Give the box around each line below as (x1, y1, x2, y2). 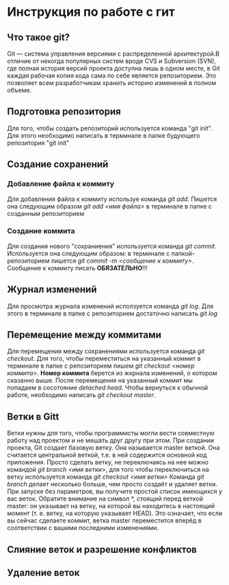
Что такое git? (7, 32, 70, 43)
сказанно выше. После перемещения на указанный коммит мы (7, 377, 193, 385)
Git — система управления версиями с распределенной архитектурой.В (7, 49, 220, 58)
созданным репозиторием (7, 209, 85, 217)
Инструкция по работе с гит (7, 4, 176, 20)
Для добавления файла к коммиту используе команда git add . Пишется (7, 195, 217, 203)
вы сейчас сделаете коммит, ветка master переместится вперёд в (7, 516, 202, 525)
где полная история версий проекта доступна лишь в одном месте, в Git (7, 64, 220, 72)
